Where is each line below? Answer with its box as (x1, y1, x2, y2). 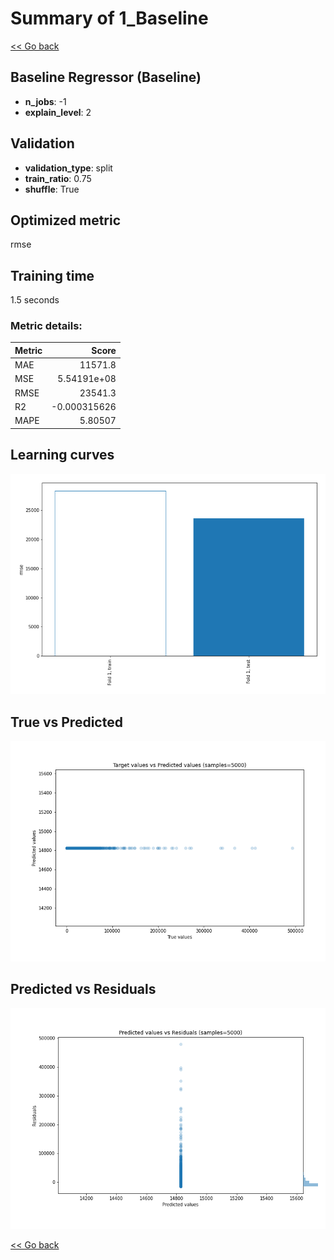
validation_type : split (24, 162, 113, 174)
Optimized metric (10, 212, 122, 229)
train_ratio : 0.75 (24, 172, 92, 184)
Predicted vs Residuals (10, 981, 157, 998)
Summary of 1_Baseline (10, 7, 209, 30)
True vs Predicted (10, 713, 123, 731)
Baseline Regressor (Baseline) (10, 69, 202, 86)
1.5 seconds (10, 294, 60, 306)
